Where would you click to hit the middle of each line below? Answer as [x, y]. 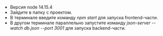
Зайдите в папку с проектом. [41, 12]
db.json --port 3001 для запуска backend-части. [75, 28]
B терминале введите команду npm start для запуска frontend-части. [84, 18]
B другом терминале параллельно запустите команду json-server [80, 23]
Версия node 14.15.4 [31, 7]
